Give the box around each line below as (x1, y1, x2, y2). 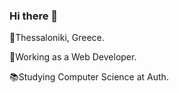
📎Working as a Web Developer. (9, 51, 137, 63)
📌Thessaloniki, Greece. (9, 32, 105, 44)
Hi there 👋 (9, 9, 59, 23)
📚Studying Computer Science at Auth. (9, 71, 169, 83)
